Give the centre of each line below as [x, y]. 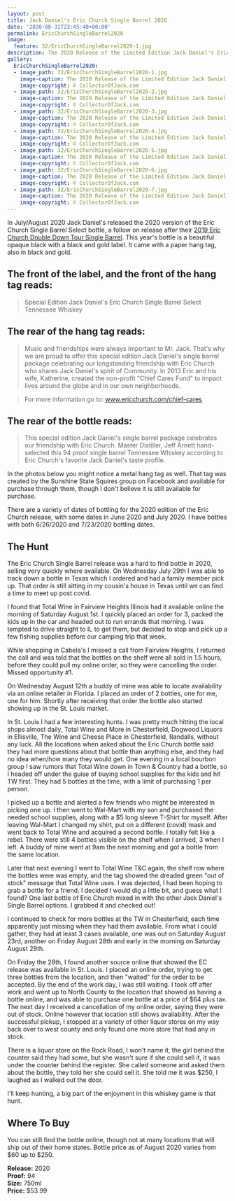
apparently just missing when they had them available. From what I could [112, 926]
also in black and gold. [40, 252]
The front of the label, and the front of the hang [112, 274]
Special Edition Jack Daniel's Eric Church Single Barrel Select [113, 302]
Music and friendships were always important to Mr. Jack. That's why [124, 348]
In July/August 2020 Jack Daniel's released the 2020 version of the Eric [111, 222]
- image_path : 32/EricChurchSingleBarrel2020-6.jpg [91, 170]
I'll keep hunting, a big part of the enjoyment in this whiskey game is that [112, 1094]
